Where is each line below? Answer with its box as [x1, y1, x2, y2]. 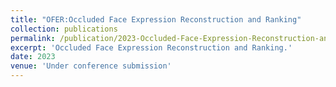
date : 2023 [10, 52, 56, 62]
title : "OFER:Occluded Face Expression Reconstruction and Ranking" [10, 14, 302, 25]
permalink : [10, 33, 56, 43]
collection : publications [10, 24, 118, 34]
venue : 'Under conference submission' [10, 61, 172, 71]
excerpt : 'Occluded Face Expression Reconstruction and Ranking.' [10, 42, 293, 53]
